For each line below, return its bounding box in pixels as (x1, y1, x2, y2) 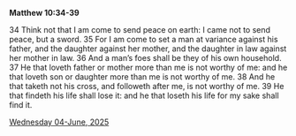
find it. (9, 100, 33, 110)
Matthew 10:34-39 (9, 8, 80, 18)
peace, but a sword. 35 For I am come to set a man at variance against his (9, 34, 278, 44)
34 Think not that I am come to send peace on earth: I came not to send (9, 25, 271, 34)
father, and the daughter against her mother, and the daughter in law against (9, 43, 287, 54)
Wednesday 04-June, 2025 (9, 117, 110, 127)
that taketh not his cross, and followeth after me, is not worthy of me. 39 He (9, 81, 285, 91)
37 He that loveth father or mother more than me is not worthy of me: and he (9, 62, 288, 72)
